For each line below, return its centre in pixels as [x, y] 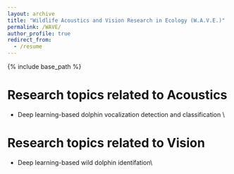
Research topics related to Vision [106, 143]
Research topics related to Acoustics [117, 95]
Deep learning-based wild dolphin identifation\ [85, 162]
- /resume [28, 46]
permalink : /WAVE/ [34, 27]
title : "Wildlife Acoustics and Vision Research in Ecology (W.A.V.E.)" [116, 20]
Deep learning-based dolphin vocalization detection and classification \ [121, 114]
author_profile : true [39, 33]
